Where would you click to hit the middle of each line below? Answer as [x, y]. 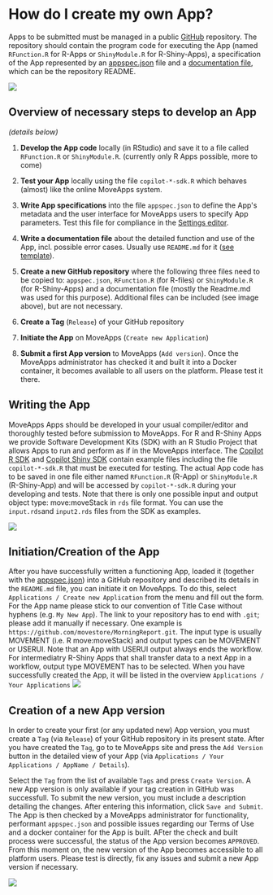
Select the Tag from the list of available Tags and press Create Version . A [130, 781]
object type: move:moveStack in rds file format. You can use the [116, 502]
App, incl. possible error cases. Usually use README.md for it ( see [127, 247]
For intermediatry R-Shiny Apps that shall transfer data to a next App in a [130, 658]
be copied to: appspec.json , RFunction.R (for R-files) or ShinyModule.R [136, 280]
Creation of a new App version [87, 711]
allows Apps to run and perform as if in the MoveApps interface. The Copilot [136, 450]
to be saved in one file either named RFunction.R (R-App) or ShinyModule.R [133, 476]
